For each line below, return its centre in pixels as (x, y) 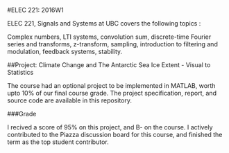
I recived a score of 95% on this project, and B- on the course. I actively (110, 127)
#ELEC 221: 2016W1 (35, 10)
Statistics (20, 72)
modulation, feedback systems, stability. (65, 52)
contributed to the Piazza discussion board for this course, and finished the (115, 135)
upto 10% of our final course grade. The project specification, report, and (112, 93)
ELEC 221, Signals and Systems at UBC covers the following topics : (104, 23)
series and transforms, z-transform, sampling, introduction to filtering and (113, 44)
